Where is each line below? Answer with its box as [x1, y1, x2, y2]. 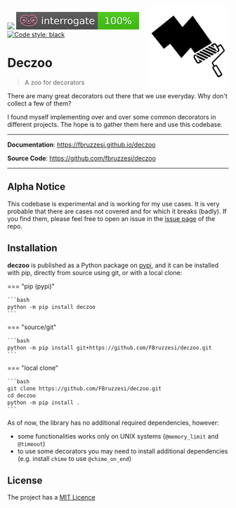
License [7, 474, 43, 486]
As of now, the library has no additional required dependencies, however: [7, 418, 219, 427]
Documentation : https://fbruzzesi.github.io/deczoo [7, 140, 156, 149]
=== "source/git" [7, 323, 57, 331]
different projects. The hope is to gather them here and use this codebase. [7, 120, 223, 128]
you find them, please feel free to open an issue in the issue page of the [7, 214, 216, 222]
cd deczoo [7, 392, 37, 399]
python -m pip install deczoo [7, 303, 96, 310]
